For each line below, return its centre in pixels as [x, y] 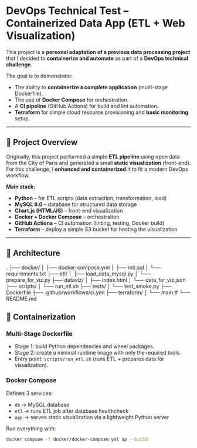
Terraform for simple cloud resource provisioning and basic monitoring [101, 112]
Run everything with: [31, 428]
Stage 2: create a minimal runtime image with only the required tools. [98, 353]
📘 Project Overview [42, 142]
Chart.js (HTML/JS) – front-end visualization [69, 210]
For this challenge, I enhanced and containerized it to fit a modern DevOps [97, 169]
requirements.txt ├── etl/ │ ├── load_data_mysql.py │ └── [78, 274]
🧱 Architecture [33, 253]
